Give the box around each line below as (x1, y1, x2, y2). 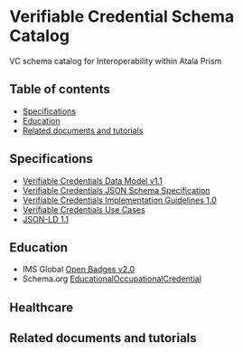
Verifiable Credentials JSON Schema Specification (22, 185, 210, 195)
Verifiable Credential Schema (9, 6, 235, 27)
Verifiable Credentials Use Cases (22, 204, 146, 214)
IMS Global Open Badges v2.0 (22, 264, 136, 275)
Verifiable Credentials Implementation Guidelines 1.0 (22, 195, 217, 205)
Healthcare (9, 300, 74, 315)
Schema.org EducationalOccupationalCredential (22, 273, 201, 284)
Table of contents (9, 81, 110, 97)
